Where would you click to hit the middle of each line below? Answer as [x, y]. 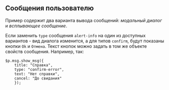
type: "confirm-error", [39, 69]
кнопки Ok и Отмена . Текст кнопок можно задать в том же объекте [76, 46]
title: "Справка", [34, 65]
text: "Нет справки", [37, 74]
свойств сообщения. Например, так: [45, 51]
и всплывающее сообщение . [36, 26]
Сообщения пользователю [50, 8]
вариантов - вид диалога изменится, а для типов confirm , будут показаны [85, 41]
